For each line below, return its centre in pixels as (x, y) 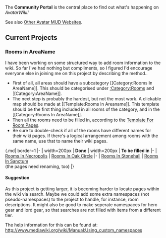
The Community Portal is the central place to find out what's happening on (82, 7)
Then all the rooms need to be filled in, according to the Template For (83, 120)
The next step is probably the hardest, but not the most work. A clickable (87, 98)
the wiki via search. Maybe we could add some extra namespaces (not (77, 194)
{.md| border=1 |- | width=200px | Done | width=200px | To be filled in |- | (81, 151)
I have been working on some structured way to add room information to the (83, 63)
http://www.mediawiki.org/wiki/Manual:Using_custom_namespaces (74, 230)
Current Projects (31, 38)
